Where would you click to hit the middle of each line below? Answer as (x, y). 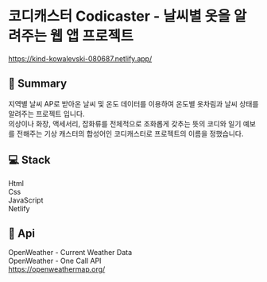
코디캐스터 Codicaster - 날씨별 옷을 (120, 16)
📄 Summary (38, 84)
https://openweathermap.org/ (57, 269)
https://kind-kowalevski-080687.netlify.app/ (80, 58)
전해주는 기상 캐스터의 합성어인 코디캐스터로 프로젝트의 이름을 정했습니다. (130, 133)
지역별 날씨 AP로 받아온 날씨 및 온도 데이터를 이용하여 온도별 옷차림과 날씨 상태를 (133, 103)
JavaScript (26, 200)
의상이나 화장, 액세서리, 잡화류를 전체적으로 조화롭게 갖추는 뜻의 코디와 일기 (125, 123)
